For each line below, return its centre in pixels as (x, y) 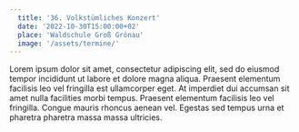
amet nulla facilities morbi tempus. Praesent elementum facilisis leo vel (142, 98)
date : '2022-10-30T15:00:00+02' (79, 26)
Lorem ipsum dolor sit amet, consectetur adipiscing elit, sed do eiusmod (145, 69)
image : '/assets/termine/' (69, 43)
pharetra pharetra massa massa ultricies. (86, 117)
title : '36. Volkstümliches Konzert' (89, 18)
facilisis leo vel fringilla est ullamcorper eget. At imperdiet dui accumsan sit (149, 88)
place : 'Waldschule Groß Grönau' (81, 35)
